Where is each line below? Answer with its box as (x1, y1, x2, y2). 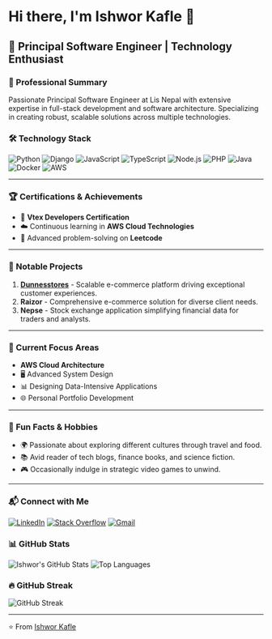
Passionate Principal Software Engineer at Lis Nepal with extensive (8, 95, 232, 104)
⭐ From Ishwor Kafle (8, 622, 77, 632)
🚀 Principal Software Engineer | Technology (8, 40, 232, 53)
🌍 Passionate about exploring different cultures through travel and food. (19, 441, 262, 450)
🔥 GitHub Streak (8, 579, 74, 590)
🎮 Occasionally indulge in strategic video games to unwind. (19, 465, 221, 475)
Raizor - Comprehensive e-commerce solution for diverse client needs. (19, 296, 259, 306)
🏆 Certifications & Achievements (8, 191, 143, 202)
